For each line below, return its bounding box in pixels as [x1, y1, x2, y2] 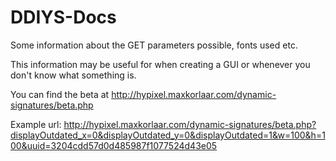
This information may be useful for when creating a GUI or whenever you [10, 58, 311, 70]
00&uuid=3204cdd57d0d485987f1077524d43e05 [10, 139, 218, 151]
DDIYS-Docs [10, 6, 117, 29]
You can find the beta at [10, 88, 110, 100]
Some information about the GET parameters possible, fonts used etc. [10, 39, 298, 51]
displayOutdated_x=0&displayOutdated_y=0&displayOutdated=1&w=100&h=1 [10, 129, 326, 141]
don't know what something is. [10, 69, 137, 81]
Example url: [10, 118, 62, 130]
